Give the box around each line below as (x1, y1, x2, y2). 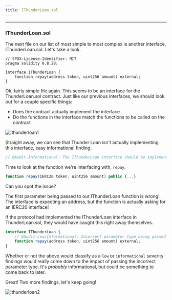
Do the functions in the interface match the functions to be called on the (12, 114, 165, 120)
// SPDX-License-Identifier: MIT (5, 56, 77, 62)
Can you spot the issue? (5, 183, 56, 189)
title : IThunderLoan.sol (5, 7, 58, 13)
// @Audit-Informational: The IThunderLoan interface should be (5, 154, 145, 159)
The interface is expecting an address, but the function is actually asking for (5, 198, 166, 205)
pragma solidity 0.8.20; (5, 61, 58, 66)
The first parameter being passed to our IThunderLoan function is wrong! (5, 193, 160, 199)
